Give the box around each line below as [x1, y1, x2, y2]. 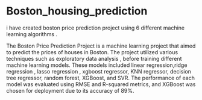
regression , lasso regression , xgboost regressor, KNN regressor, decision [6, 67, 192, 75]
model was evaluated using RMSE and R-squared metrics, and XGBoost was [6, 80, 196, 88]
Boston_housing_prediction [6, 4, 148, 18]
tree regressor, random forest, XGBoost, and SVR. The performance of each [6, 74, 195, 81]
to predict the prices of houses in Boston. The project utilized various [6, 48, 178, 55]
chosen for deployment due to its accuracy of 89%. [6, 87, 134, 94]
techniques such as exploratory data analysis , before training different [6, 55, 182, 62]
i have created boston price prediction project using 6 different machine [6, 24, 185, 31]
